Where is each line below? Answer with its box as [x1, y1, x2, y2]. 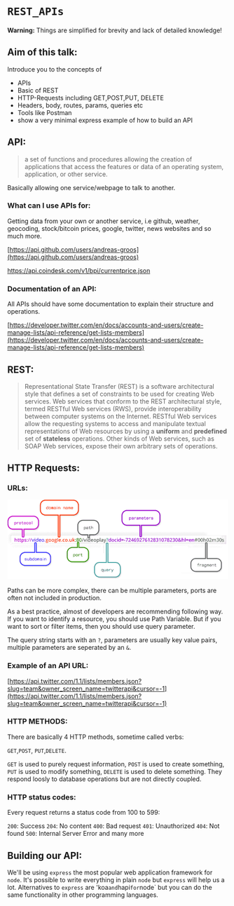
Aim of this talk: [7, 46, 78, 58]
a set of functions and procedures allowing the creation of [24, 154, 193, 164]
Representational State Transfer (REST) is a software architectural [24, 382, 215, 390]
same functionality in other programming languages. [7, 891, 159, 899]
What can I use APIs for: [7, 201, 91, 211]
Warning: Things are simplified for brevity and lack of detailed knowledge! [7, 26, 222, 34]
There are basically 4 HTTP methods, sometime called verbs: [7, 733, 184, 741]
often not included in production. [7, 594, 102, 602]
